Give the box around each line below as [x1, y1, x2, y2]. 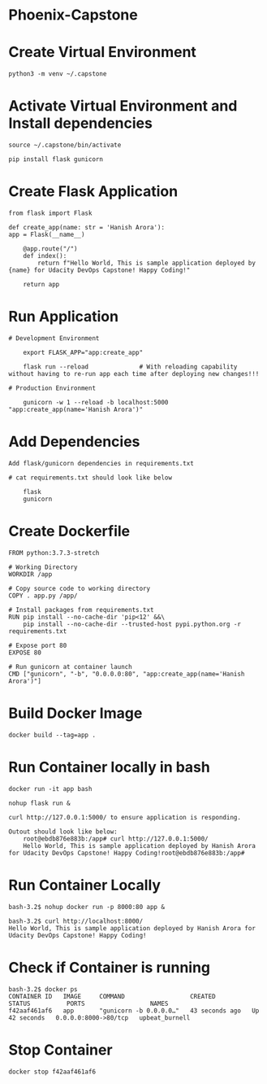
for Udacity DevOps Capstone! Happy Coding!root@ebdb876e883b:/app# [8, 849, 245, 857]
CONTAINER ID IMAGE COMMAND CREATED [8, 992, 217, 1000]
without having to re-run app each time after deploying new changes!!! [8, 369, 260, 378]
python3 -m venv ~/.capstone [8, 70, 107, 78]
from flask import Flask [8, 209, 93, 217]
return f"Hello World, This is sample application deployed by [37, 259, 256, 267]
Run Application [8, 308, 119, 326]
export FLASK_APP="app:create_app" [23, 348, 144, 356]
